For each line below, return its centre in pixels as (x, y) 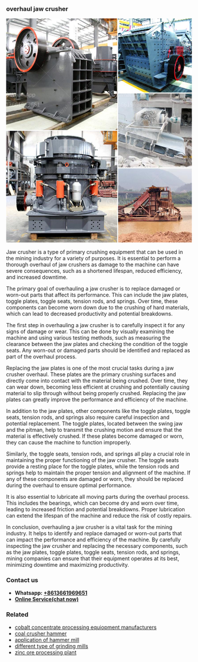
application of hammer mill (47, 640)
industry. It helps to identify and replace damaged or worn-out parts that (94, 533)
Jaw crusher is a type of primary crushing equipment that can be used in (95, 252)
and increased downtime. (37, 277)
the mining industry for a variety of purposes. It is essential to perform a (93, 258)
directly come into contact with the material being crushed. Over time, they (97, 380)
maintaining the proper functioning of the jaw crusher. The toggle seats (93, 460)
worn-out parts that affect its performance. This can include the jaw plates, (97, 295)
